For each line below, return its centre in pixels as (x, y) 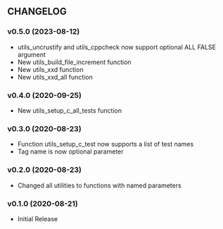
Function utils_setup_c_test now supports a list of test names (106, 144)
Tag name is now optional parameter (71, 151)
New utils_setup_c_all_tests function (69, 110)
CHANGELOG (37, 12)
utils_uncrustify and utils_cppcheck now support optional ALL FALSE (117, 47)
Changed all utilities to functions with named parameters (99, 185)
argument (31, 54)
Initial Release (38, 218)
